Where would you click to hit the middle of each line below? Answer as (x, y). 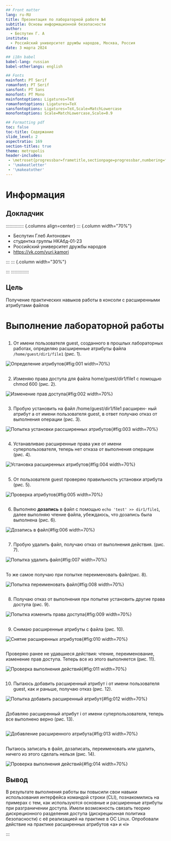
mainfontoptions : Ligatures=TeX (40, 99)
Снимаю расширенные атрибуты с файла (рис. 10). (69, 629)
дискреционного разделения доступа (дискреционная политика (76, 814)
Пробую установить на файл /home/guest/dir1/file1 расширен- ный (85, 408)
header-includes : (24, 155)
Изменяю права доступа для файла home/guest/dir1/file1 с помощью (87, 379)
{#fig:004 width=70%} (112, 464)
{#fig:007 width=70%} (84, 560)
